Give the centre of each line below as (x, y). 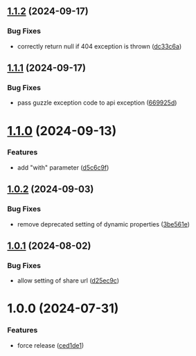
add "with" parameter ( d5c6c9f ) (63, 167)
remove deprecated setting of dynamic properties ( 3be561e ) (104, 224)
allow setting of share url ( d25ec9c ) (68, 281)
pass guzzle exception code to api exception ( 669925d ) (97, 103)
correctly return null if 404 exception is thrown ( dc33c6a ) (99, 46)
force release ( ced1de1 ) (51, 345)
